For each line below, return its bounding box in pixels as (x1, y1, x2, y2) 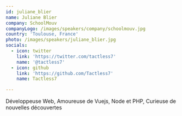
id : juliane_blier (5, 8, 52, 15)
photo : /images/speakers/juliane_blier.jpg (5, 37, 117, 43)
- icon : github (11, 64, 49, 71)
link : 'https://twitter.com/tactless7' (16, 53, 117, 60)
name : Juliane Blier (5, 14, 58, 20)
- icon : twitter (11, 48, 52, 54)
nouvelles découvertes (5, 104, 62, 111)
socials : (5, 43, 28, 49)
